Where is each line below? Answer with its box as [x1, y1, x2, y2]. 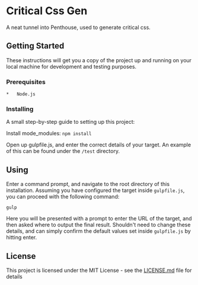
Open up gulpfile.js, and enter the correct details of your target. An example [6, 141, 191, 149]
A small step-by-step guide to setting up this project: [6, 119, 135, 126]
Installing [6, 105, 34, 113]
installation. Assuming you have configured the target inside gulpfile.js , [6, 187, 185, 194]
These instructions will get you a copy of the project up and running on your [6, 56, 191, 63]
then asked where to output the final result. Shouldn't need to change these [6, 221, 191, 229]
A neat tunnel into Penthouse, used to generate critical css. [6, 24, 151, 31]
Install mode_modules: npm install [6, 130, 92, 137]
